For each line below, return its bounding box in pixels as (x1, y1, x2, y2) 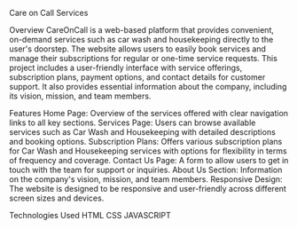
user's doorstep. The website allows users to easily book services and (9, 43, 266, 54)
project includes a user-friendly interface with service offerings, (9, 62, 243, 73)
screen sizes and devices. (9, 193, 105, 203)
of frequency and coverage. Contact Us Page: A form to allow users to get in (9, 155, 289, 165)
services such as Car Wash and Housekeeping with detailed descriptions (9, 127, 277, 137)
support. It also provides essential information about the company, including (9, 82, 287, 91)
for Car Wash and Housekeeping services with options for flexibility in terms (9, 146, 287, 156)
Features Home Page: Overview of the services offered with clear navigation (9, 108, 289, 118)
